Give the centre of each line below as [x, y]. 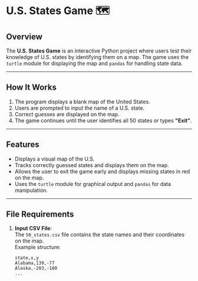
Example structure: [37, 247]
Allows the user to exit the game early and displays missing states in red [102, 171]
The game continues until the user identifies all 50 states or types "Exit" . [103, 120]
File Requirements [40, 215]
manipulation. [31, 190]
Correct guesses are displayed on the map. [67, 114]
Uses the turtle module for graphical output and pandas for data [93, 184]
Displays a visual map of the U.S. [55, 159]
